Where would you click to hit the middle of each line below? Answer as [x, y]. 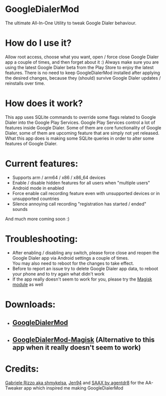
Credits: [22, 369]
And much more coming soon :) [37, 219]
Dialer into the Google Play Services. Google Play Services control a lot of [80, 122]
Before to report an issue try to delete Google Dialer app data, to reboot [85, 268]
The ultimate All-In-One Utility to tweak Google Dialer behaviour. [71, 23]
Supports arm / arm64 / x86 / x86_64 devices [59, 177]
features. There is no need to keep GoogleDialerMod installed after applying [83, 73]
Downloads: [30, 304]
